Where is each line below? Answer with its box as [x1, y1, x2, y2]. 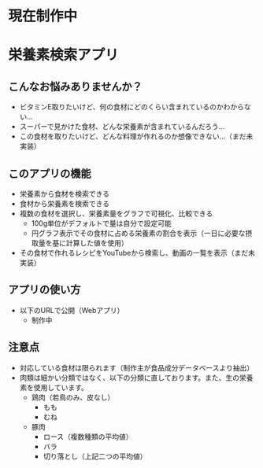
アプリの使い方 [8, 283, 81, 297]
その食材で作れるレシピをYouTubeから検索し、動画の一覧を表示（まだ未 [19, 249, 256, 257]
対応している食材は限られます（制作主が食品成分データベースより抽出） [19, 363, 254, 372]
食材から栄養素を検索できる [19, 199, 110, 208]
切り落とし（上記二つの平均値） [43, 451, 147, 461]
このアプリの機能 [8, 167, 91, 180]
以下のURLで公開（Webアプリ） [19, 305, 124, 315]
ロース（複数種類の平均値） [43, 432, 133, 441]
